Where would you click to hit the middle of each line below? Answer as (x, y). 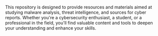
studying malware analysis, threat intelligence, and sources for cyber (76, 12)
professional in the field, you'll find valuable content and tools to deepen (79, 23)
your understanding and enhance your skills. (51, 28)
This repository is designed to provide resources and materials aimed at (79, 7)
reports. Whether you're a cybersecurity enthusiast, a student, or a (74, 18)
